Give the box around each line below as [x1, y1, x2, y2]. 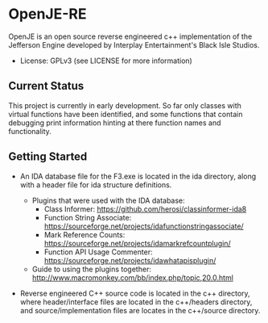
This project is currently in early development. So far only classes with [8, 100, 241, 110]
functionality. [8, 126, 52, 136]
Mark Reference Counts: [43, 229, 126, 239]
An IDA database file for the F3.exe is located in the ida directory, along [19, 171, 257, 181]
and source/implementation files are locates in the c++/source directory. [19, 305, 261, 315]
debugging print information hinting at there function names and [8, 118, 221, 128]
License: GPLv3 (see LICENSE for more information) [19, 56, 193, 65]
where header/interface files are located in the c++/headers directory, [19, 296, 253, 307]
